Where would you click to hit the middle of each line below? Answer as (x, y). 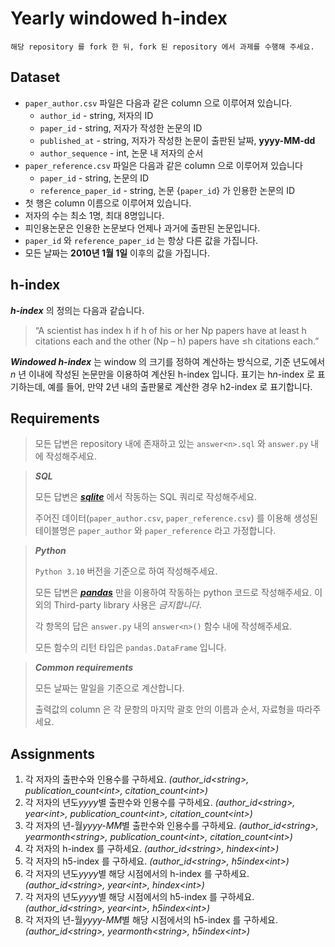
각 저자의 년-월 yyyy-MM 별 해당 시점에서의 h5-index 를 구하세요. (151, 920)
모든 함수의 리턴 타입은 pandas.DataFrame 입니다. (130, 648)
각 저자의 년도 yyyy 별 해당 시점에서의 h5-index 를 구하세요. (139, 897)
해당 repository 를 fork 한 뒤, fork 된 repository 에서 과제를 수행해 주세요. (162, 47)
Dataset (35, 77)
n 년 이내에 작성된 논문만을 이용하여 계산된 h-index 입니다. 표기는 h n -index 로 (162, 374)
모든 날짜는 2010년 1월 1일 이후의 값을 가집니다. (117, 253)
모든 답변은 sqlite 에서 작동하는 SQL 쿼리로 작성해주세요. (146, 497)
